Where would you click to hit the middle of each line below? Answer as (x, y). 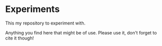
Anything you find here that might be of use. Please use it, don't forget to (81, 32)
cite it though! (20, 38)
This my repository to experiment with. (45, 23)
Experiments (33, 9)
